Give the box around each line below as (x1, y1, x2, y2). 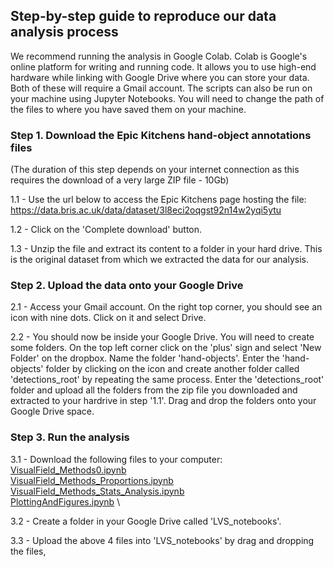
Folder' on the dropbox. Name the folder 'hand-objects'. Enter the (10, 352, 280, 364)
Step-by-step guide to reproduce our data (10, 8, 277, 25)
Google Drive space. (10, 405, 95, 418)
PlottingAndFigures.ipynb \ (10, 495, 121, 508)
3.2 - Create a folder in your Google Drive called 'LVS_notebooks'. (10, 515, 282, 527)
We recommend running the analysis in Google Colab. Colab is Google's (10, 50, 308, 62)
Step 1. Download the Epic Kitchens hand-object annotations (10, 128, 312, 142)
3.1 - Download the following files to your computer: (10, 453, 223, 465)
